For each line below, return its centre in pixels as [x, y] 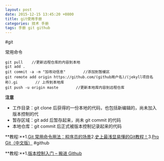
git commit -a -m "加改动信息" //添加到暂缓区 [58, 72]
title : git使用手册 [24, 19]
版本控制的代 [25, 114]
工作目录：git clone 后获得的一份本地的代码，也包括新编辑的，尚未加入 [84, 108]
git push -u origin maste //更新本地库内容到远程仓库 [65, 88]
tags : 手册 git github [28, 28]
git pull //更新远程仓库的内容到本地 [43, 63]
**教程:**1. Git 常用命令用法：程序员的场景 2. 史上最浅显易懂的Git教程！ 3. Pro [82, 137]
